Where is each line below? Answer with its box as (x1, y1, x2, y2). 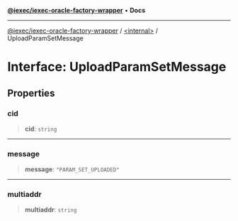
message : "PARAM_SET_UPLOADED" (24, 165, 120, 173)
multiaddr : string (24, 205, 77, 214)
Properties (7, 87, 55, 99)
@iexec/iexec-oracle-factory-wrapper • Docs (7, 6, 146, 14)
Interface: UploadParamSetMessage (7, 59, 227, 75)
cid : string (24, 124, 57, 133)
